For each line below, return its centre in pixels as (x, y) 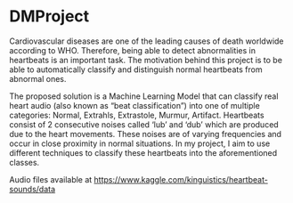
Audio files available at (51, 179)
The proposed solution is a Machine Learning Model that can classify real (144, 96)
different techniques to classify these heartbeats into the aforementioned (143, 152)
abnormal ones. (38, 78)
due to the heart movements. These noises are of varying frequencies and (146, 134)
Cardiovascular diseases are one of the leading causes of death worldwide (146, 41)
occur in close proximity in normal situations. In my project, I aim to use (140, 143)
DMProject (49, 16)
